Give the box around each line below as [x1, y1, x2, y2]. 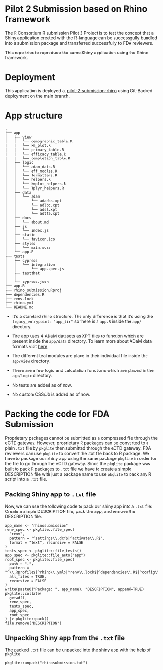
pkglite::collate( [5, 591, 42, 596]
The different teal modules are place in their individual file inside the [12, 353, 148, 358]
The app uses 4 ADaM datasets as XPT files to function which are [12, 333, 144, 339]
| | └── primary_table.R [5, 147, 64, 152]
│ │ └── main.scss [5, 245, 51, 250]
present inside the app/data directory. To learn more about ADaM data [12, 338, 152, 344]
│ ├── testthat [5, 271, 40, 276]
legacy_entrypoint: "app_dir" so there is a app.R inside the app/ [12, 318, 142, 324]
